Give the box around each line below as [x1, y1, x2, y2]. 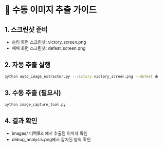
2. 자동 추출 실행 [4, 61, 51, 69]
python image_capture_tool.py [4, 102, 66, 107]
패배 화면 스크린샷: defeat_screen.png [11, 45, 86, 51]
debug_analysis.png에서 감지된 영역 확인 [11, 137, 91, 143]
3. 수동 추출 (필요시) [4, 89, 61, 97]
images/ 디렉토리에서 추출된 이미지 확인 [11, 130, 88, 136]
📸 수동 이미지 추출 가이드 [4, 4, 97, 16]
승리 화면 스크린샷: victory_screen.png [11, 39, 86, 45]
